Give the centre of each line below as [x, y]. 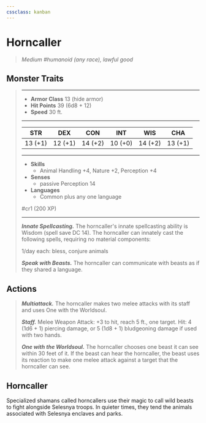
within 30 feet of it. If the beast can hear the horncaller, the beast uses [110, 354]
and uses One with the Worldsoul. [64, 310]
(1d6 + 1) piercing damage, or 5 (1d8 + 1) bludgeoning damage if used [109, 329]
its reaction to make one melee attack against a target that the [100, 360]
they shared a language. [52, 270]
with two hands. [42, 335]
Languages [45, 190]
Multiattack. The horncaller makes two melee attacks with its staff [105, 303]
